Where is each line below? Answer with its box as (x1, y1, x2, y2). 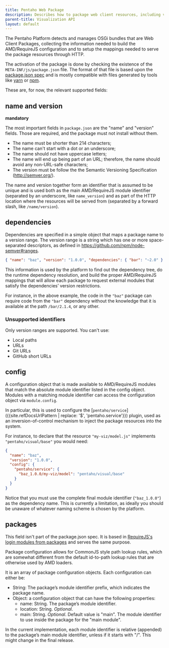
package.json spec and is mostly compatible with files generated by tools (5, 72, 157, 78)
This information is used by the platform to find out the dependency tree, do (5, 266, 162, 273)
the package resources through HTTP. (5, 52, 84, 58)
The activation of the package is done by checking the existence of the (5, 61, 152, 67)
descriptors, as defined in (27, 242, 80, 248)
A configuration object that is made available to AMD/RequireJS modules (5, 381, 156, 387)
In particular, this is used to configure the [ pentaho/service (5, 407, 127, 413)
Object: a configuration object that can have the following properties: (12, 595, 156, 601)
